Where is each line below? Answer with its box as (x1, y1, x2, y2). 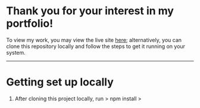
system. (6, 49, 26, 56)
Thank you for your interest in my (6, 4, 174, 18)
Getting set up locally (6, 75, 114, 89)
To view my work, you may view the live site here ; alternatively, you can (6, 36, 182, 43)
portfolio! (6, 17, 54, 30)
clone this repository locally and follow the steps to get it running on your (6, 43, 186, 50)
